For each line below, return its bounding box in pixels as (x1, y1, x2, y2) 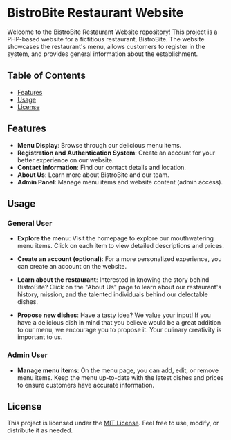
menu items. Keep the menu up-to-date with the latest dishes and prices (17, 373, 224, 381)
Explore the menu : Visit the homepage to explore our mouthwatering (17, 234, 214, 242)
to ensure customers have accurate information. (17, 381, 154, 389)
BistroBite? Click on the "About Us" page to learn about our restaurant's (17, 283, 222, 291)
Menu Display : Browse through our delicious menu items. (17, 141, 182, 149)
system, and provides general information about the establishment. (7, 50, 198, 58)
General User (7, 218, 53, 228)
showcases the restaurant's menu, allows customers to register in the (7, 42, 205, 50)
